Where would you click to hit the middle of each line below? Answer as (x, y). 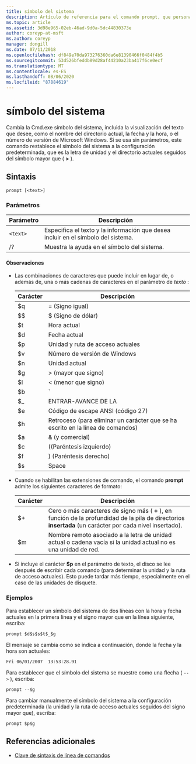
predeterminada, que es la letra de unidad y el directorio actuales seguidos (96, 152)
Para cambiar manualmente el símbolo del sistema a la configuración (89, 700)
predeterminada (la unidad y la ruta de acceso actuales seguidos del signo (96, 707)
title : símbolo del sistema (40, 11)
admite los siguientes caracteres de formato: (68, 487)
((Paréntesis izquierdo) (80, 447)
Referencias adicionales (51, 741)
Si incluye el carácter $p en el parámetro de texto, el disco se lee (92, 564)
